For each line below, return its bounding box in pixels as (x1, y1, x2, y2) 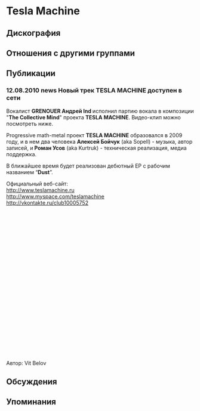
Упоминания (6, 397, 57, 407)
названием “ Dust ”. (6, 168, 53, 175)
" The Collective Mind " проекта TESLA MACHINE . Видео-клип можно (6, 113, 181, 120)
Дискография (6, 28, 61, 38)
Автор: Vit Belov (6, 359, 47, 366)
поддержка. (6, 150, 37, 157)
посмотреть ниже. (6, 120, 54, 127)
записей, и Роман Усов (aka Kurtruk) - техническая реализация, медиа (6, 144, 187, 152)
